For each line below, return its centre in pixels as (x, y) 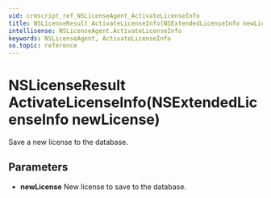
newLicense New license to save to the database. (103, 187)
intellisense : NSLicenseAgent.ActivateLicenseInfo (95, 31)
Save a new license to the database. (69, 142)
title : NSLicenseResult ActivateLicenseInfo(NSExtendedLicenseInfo (124, 23)
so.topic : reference (43, 46)
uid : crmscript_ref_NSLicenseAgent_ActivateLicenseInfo (104, 16)
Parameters (38, 167)
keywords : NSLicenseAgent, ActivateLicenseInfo (90, 38)
